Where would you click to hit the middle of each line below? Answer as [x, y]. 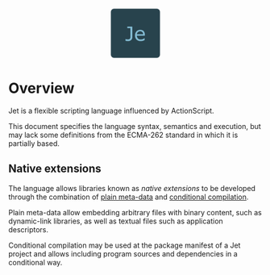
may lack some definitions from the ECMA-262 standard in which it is [123, 135]
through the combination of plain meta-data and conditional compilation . [129, 197]
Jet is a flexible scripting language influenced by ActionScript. [112, 110]
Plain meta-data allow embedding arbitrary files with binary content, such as [135, 212]
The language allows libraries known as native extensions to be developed [132, 188]
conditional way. [35, 262]
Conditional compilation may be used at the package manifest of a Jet [125, 245]
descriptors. [29, 229]
